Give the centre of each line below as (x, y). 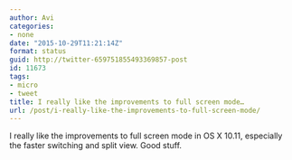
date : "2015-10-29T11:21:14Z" (66, 43)
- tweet (24, 93)
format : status (38, 52)
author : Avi (32, 18)
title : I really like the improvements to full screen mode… (127, 102)
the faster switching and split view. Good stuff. (96, 146)
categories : (32, 26)
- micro (24, 85)
